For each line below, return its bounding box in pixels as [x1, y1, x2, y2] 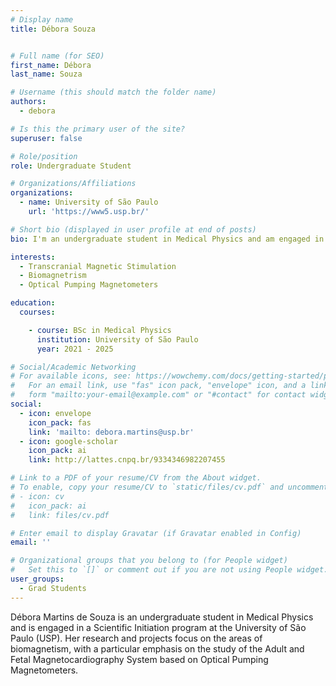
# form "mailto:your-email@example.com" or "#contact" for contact [10, 390, 307, 400]
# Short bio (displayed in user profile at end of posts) [10, 224, 257, 235]
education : [10, 298, 56, 308]
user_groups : [10, 574, 65, 584]
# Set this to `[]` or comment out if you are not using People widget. [10, 565, 329, 575]
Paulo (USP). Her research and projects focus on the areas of [10, 632, 263, 644]
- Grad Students [19, 583, 87, 593]
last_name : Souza [10, 69, 83, 80]
